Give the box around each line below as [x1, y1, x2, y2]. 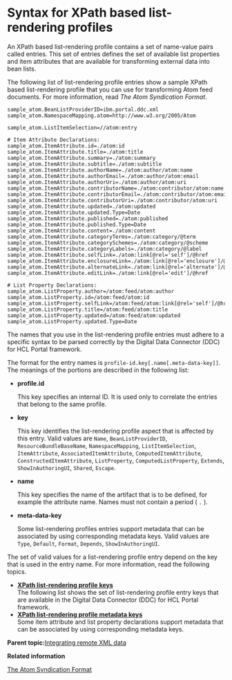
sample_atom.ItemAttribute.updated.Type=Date [7, 209, 140, 216]
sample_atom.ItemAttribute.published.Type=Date [7, 221, 147, 228]
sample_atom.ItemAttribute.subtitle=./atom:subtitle [7, 161, 162, 168]
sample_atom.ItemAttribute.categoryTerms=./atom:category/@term [7, 233, 196, 240]
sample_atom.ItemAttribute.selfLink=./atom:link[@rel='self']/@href [7, 251, 209, 258]
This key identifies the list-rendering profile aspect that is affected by [17, 427, 214, 435]
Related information [7, 652, 66, 660]
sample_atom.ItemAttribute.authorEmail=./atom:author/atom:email [7, 172, 199, 179]
